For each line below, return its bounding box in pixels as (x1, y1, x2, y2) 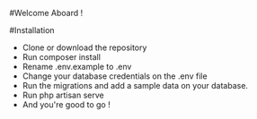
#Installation (9, 25, 56, 35)
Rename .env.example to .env (22, 62, 132, 72)
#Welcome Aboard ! (9, 8, 84, 18)
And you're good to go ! (22, 99, 111, 110)
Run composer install (22, 52, 102, 62)
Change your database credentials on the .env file (22, 71, 208, 81)
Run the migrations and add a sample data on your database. (22, 81, 249, 90)
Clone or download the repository (22, 42, 147, 53)
